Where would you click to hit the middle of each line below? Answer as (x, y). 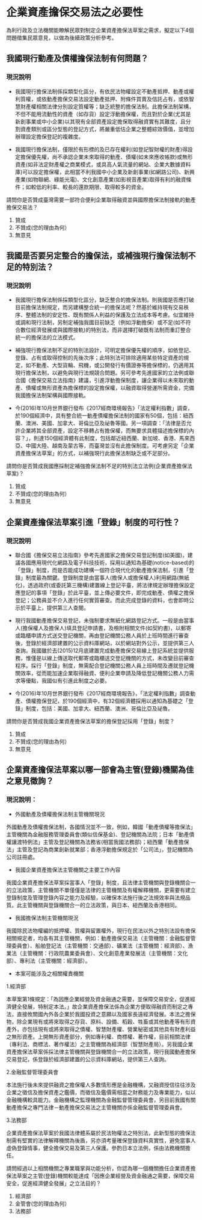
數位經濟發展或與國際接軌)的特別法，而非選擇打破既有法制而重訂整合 (106, 330)
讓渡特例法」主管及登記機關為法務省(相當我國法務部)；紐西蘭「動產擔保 (100, 842)
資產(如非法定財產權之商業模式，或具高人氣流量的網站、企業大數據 (97, 164)
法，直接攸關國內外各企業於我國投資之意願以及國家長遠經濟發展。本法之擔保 (101, 1014)
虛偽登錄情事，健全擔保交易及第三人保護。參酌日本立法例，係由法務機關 (96, 1148)
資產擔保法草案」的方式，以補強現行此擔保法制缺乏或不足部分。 (94, 453)
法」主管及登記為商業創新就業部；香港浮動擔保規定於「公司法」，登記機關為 (100, 849)
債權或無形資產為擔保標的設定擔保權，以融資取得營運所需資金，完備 (110, 388)
